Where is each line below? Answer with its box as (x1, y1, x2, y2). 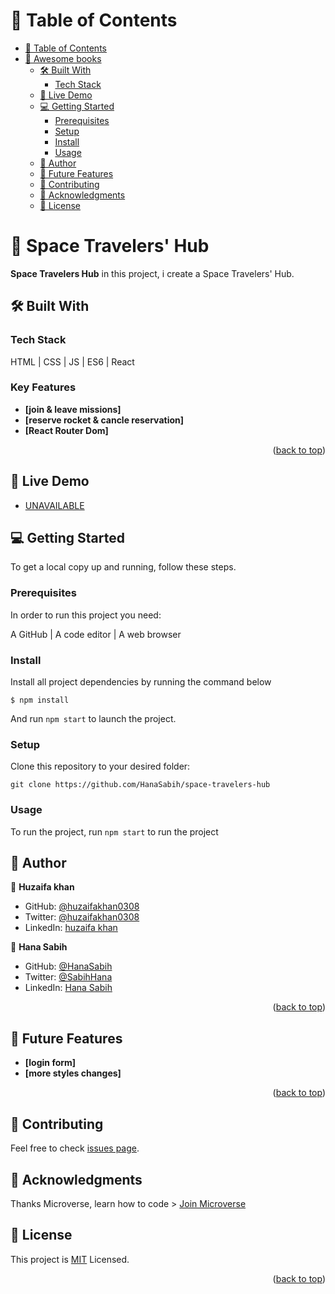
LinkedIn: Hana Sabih (24, 982, 113, 994)
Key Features (10, 380, 77, 394)
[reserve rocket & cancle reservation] (24, 414, 185, 426)
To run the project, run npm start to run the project (10, 825, 219, 838)
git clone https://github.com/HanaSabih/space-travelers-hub (10, 780, 271, 790)
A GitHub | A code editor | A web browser (10, 628, 182, 640)
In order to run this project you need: (10, 609, 162, 621)
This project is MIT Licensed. (10, 1253, 130, 1265)
